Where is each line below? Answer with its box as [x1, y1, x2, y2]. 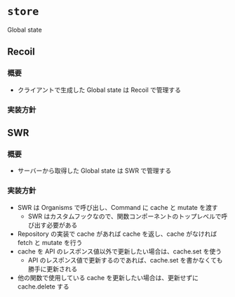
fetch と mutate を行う [17, 238, 83, 246]
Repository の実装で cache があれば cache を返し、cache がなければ [17, 230, 217, 238]
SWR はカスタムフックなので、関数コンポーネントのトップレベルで [27, 212, 222, 220]
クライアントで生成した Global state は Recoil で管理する [17, 86, 181, 94]
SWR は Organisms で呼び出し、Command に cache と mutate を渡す [17, 203, 218, 211]
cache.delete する [17, 282, 70, 291]
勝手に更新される [27, 265, 78, 273]
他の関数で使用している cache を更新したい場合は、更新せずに [17, 273, 199, 282]
